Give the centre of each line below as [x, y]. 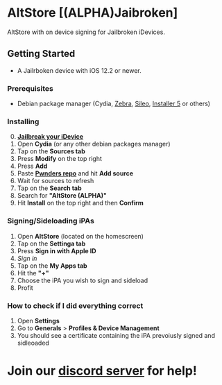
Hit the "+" [33, 273]
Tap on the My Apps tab [52, 266]
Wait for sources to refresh [55, 181]
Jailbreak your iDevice [50, 137]
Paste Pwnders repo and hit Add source [75, 173]
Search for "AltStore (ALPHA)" [62, 196]
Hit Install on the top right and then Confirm [80, 203]
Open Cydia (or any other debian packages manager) [94, 144]
